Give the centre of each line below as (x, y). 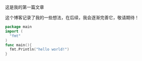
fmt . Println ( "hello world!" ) (39, 50)
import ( (14, 31)
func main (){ (18, 45)
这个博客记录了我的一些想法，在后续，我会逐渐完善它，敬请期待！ (72, 18)
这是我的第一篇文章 (25, 7)
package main (18, 27)
